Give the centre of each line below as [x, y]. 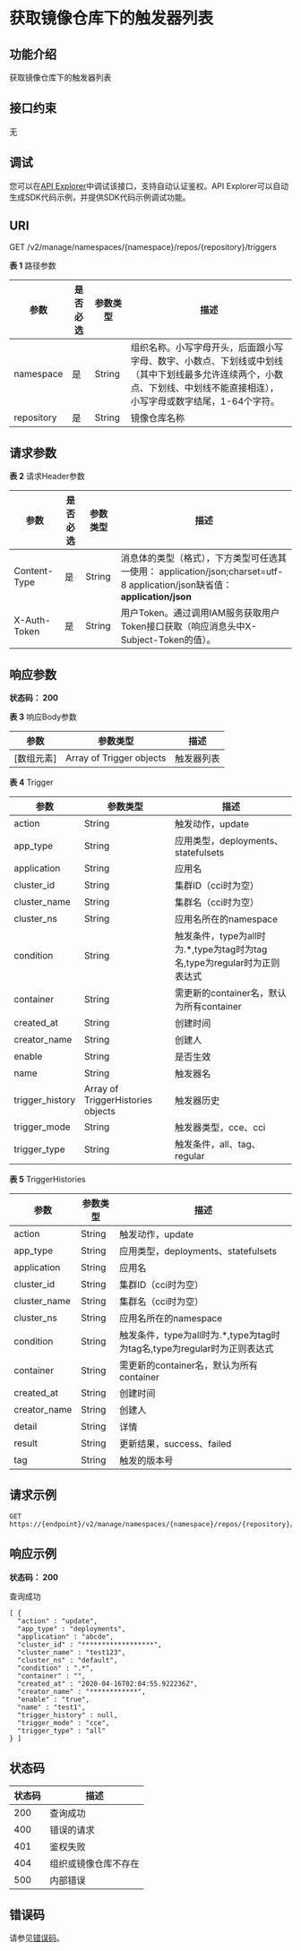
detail [26, 1427]
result [26, 1443]
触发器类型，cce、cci [220, 1128]
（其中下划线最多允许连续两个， [198, 374]
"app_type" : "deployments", [72, 1629]
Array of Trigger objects [116, 758]
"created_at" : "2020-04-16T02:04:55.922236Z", [108, 1684]
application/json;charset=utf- [221, 572]
